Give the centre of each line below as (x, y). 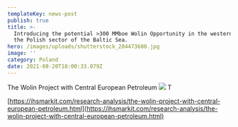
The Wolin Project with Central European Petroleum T (90, 87)
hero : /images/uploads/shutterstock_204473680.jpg (84, 47)
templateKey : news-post (42, 14)
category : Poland (33, 60)
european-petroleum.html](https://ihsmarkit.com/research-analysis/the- (113, 108)
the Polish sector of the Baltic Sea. (71, 40)
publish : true (28, 20)
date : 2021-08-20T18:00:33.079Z (55, 66)
